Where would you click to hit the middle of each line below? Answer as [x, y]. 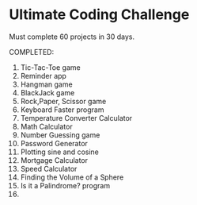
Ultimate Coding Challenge [99, 15]
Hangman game [47, 84]
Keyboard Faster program [62, 110]
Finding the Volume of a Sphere [72, 177]
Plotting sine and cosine [60, 152]
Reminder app [43, 75]
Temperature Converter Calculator [76, 118]
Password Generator [54, 143]
